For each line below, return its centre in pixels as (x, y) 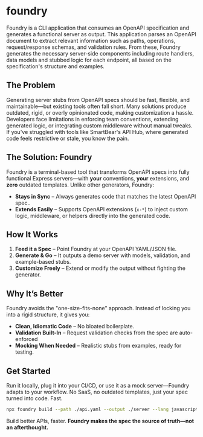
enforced (26, 339)
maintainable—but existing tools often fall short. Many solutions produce (96, 106)
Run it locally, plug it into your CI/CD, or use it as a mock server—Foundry (98, 385)
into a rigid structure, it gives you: (48, 314)
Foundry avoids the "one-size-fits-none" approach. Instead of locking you (98, 308)
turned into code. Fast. (34, 398)
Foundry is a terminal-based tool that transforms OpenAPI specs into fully (98, 172)
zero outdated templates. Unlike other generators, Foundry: (80, 185)
